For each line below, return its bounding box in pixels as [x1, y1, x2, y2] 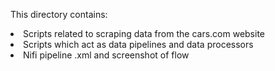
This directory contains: [10, 9, 108, 20]
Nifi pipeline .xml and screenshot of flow [23, 49, 190, 61]
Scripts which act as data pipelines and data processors [23, 39, 254, 50]
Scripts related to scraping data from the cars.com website [23, 28, 266, 39]
